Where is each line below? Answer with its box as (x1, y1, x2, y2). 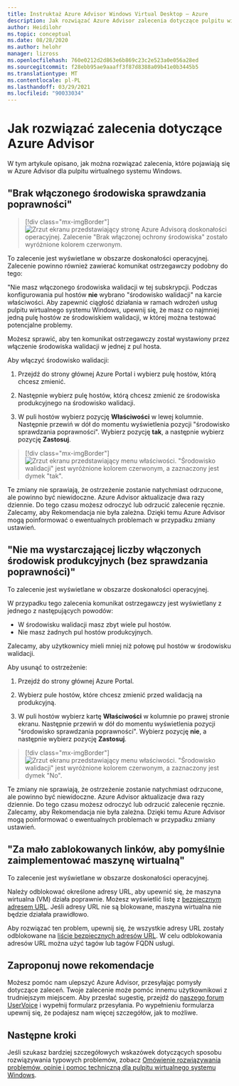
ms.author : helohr (7, 43, 62, 51)
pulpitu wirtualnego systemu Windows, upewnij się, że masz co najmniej (7, 306, 219, 314)
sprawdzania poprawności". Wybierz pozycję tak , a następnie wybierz (17, 427, 225, 436)
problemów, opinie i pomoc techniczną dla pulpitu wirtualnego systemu (7, 1063, 216, 1072)
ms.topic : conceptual (7, 30, 72, 38)
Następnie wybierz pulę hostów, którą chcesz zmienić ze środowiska (17, 391, 221, 400)
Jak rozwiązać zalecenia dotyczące (7, 120, 223, 137)
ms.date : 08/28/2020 (7, 37, 69, 44)
